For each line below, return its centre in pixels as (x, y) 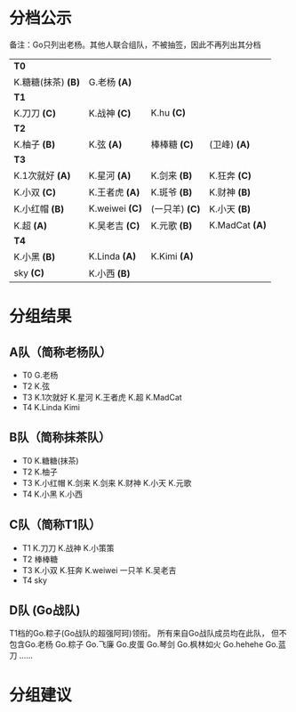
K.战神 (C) (110, 113)
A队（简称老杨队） (60, 352)
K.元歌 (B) (172, 225)
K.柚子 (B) (35, 144)
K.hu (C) (168, 112)
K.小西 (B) (109, 273)
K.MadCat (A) (237, 225)
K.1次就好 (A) (42, 175)
